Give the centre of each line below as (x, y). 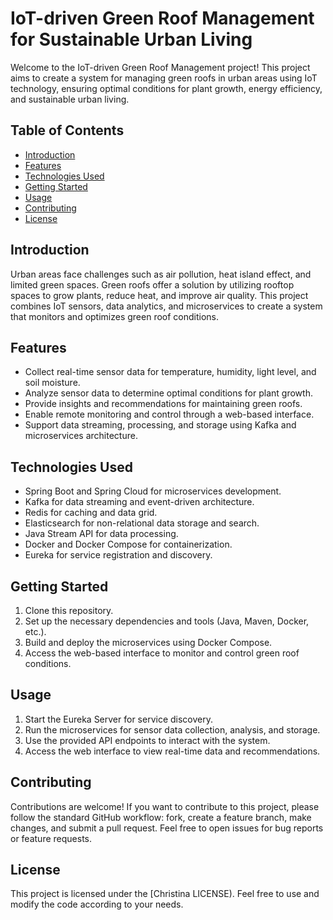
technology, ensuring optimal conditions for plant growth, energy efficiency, (166, 88)
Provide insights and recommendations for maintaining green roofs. (163, 404)
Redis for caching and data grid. (91, 513)
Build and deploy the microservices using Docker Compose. (148, 642)
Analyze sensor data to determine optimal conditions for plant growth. (168, 393)
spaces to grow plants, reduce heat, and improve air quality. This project (159, 295)
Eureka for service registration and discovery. (118, 555)
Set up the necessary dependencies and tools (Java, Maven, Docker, (167, 621)
